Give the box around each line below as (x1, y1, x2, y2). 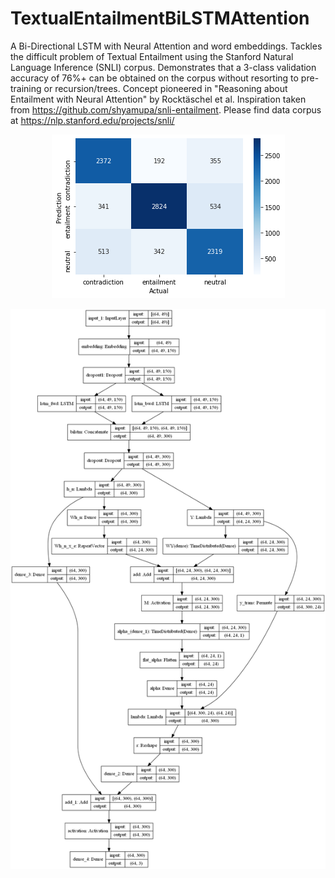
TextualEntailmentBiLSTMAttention (10, 7, 310, 30)
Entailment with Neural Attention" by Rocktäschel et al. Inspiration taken (10, 93, 307, 105)
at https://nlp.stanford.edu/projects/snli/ (10, 114, 175, 126)
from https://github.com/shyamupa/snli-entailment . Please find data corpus (10, 103, 322, 116)
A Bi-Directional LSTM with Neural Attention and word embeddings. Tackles (10, 40, 323, 52)
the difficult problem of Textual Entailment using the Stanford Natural (10, 50, 294, 62)
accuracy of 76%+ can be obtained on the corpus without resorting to (10, 72, 299, 84)
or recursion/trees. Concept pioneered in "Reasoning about (43, 82, 288, 94)
